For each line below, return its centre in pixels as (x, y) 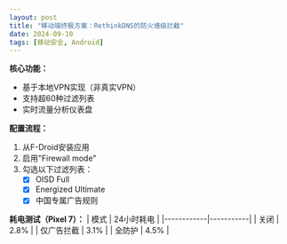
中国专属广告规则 (67, 201)
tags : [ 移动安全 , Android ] (56, 42)
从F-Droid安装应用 (56, 147)
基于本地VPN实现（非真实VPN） (81, 87)
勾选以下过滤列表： (57, 169)
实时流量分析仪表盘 (57, 110)
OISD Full (52, 179)
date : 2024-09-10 (41, 34)
